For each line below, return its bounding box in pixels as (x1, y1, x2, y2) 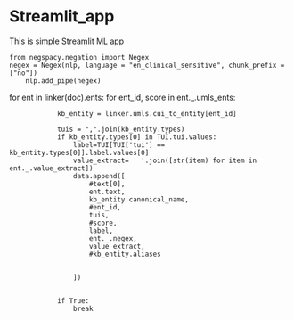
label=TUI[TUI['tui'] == (72, 140, 166, 149)
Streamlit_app (9, 6, 115, 27)
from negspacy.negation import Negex (9, 53, 150, 62)
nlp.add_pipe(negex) (25, 76, 102, 86)
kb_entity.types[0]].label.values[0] (9, 148, 150, 157)
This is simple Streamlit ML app (9, 36, 125, 46)
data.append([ (72, 171, 126, 180)
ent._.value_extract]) (9, 163, 94, 173)
